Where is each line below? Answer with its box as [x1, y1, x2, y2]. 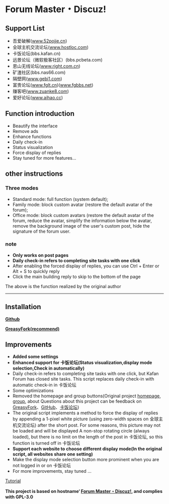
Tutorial [5, 478, 21, 484]
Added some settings [12, 353, 59, 359]
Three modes [5, 185, 39, 192]
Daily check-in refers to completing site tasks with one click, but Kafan [12, 371, 159, 377]
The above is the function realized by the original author [5, 283, 122, 289]
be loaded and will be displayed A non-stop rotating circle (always [12, 428, 150, 434]
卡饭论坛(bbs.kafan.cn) [12, 50, 61, 56]
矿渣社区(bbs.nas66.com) [12, 69, 66, 75]
